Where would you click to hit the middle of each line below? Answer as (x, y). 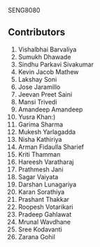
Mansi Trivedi (38, 102)
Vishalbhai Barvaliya (47, 49)
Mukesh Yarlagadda (47, 132)
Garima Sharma (41, 124)
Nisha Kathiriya (40, 139)
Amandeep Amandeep (50, 109)
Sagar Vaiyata (38, 176)
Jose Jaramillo (39, 87)
